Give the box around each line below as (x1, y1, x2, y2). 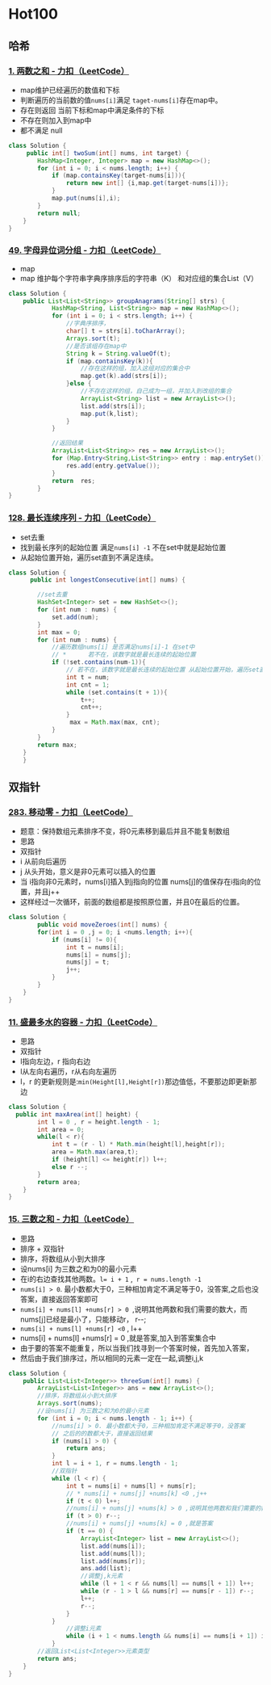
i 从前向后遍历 (19, 857, 67, 867)
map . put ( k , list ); (80, 410, 139, 418)
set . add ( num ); (51, 613, 99, 621)
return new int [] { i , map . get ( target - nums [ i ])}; (65, 179, 229, 187)
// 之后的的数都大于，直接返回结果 (51, 1429, 153, 1438)
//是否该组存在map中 (65, 342, 127, 350)
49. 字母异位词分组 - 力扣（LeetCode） (8, 245, 161, 256)
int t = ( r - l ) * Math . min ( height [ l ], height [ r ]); (51, 1141, 226, 1149)
